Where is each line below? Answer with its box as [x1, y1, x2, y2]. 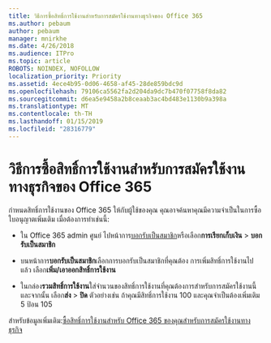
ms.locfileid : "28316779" [8, 125, 96, 133]
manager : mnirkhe [8, 34, 67, 43]
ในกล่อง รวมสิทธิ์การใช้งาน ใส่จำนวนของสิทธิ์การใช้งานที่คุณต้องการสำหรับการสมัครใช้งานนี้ [19, 281, 257, 290]
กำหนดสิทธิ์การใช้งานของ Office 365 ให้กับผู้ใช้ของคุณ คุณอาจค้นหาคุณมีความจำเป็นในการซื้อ [8, 204, 262, 215]
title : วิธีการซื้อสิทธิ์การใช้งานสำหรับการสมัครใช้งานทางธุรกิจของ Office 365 [8, 11, 203, 20]
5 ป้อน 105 [19, 299, 53, 309]
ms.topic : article [8, 58, 71, 66]
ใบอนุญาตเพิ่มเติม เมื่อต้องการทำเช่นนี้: [8, 214, 110, 224]
